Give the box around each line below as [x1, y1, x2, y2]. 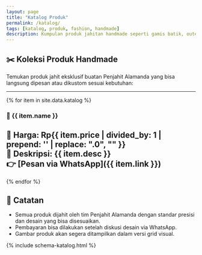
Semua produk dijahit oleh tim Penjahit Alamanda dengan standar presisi [14, 211, 195, 218]
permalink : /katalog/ [6, 20, 61, 26]
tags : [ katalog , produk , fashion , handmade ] [6, 25, 120, 32]
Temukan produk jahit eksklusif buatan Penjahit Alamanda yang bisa [6, 73, 176, 80]
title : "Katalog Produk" [6, 14, 69, 20]
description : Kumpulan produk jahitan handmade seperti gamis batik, [6, 31, 185, 37]
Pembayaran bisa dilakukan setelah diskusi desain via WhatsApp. [14, 224, 177, 231]
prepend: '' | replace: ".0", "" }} [6, 139, 126, 150]
